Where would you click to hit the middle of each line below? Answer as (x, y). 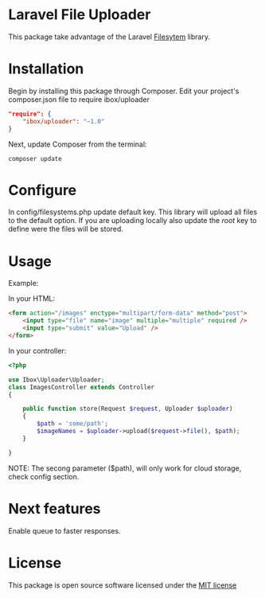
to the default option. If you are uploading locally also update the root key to (132, 221)
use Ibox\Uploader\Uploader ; (57, 380)
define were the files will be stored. (66, 229)
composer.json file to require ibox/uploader (79, 99)
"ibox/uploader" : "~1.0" (64, 121)
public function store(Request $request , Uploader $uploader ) (128, 409)
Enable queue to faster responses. (64, 530)
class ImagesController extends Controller (82, 387)
